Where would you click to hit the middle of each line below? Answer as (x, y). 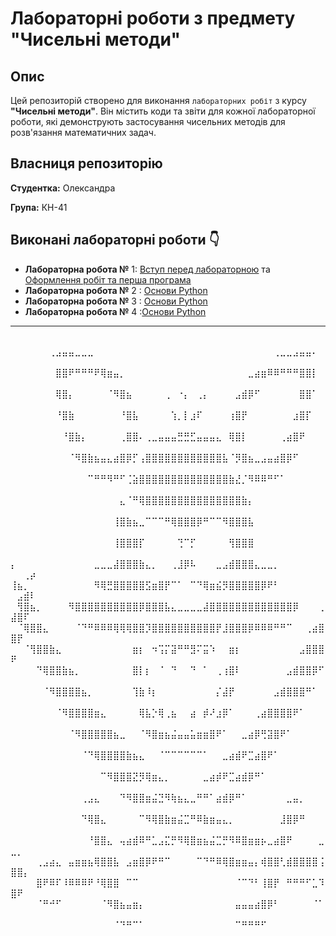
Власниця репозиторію (86, 163)
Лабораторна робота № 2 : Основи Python (116, 290)
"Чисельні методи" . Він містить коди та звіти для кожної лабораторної (163, 111)
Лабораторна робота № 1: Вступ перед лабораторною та (147, 269)
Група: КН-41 (39, 207)
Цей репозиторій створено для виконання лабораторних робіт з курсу (158, 100)
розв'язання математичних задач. (83, 132)
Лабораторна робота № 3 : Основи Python (116, 301)
